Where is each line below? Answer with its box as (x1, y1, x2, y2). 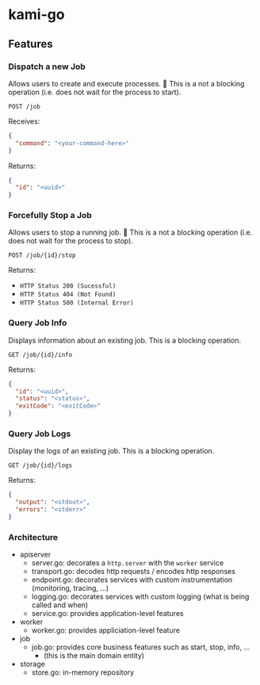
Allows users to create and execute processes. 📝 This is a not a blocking (8, 78, 245, 88)
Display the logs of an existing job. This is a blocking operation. (8, 446, 215, 456)
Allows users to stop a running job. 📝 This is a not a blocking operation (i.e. (8, 228, 253, 237)
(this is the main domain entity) (43, 651, 145, 660)
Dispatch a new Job (8, 61, 86, 72)
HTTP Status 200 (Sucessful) (19, 282, 117, 290)
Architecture (8, 531, 59, 542)
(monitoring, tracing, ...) (31, 584, 109, 593)
